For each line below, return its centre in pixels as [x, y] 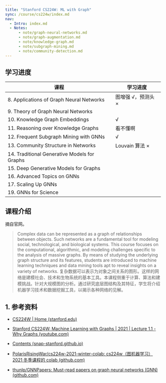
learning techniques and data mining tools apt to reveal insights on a [87, 265]
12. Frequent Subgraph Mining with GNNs [56, 137]
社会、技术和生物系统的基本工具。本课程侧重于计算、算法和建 [97, 278]
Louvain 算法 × [132, 146]
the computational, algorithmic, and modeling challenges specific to [86, 250]
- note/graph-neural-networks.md [53, 33]
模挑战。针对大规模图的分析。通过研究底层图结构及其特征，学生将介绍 [89, 284]
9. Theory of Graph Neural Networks [50, 112]
